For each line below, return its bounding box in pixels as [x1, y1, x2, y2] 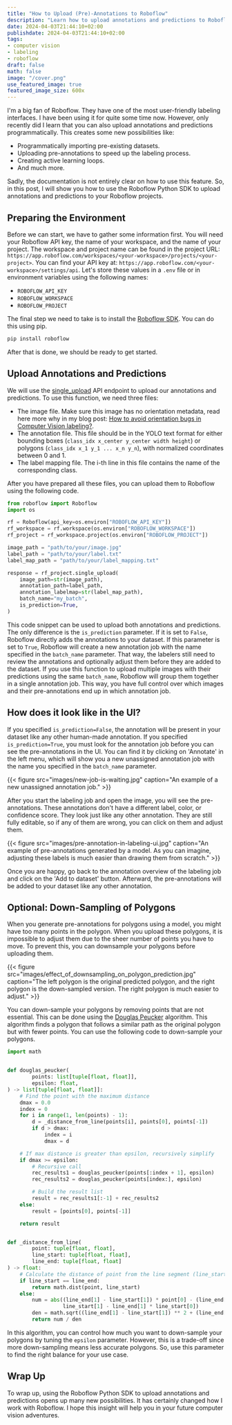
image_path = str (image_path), [19, 576, 104, 583]
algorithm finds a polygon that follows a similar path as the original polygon [7, 1020, 221, 1029]
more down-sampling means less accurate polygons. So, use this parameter [7, 1343, 224, 1351]
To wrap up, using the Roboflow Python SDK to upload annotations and [7, 1388, 210, 1397]
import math [7, 1049, 41, 1056]
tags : [7, 36, 23, 43]
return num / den [32, 1316, 81, 1323]
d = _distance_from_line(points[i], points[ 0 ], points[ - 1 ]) [32, 1119, 209, 1125]
